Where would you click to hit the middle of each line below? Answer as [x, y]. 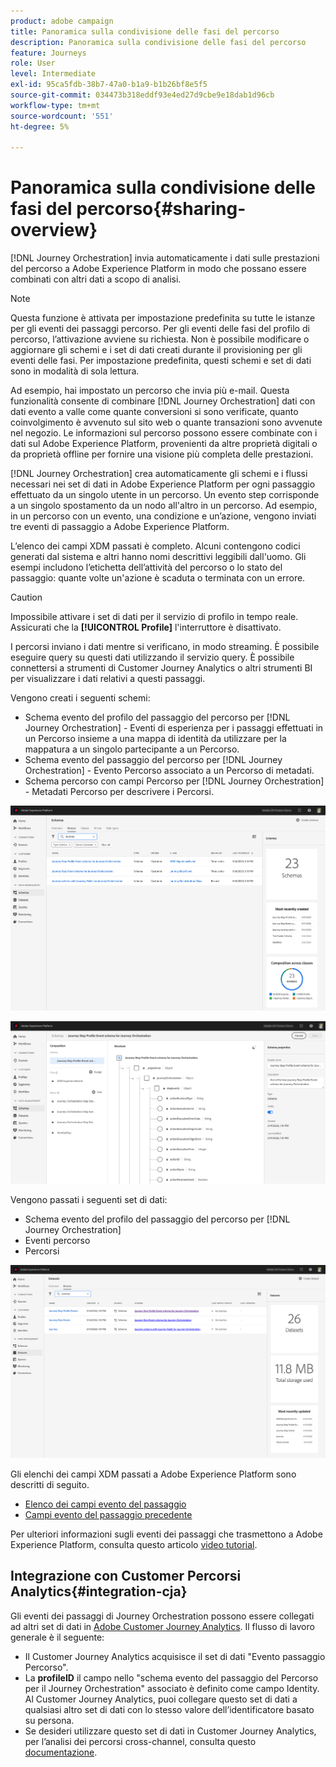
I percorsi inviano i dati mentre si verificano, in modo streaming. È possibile [165, 647]
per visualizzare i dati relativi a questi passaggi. [108, 679]
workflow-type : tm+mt [55, 105]
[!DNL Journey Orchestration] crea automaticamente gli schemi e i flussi [159, 474]
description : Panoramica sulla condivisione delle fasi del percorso [158, 42]
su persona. [49, 1720]
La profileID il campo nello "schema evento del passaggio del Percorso [171, 1677]
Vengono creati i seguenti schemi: [80, 698]
